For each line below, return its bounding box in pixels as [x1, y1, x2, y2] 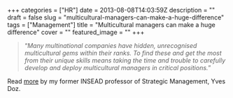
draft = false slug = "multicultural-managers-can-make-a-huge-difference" [7, 13, 225, 22]
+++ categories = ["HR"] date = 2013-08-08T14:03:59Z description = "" [7, 6, 216, 14]
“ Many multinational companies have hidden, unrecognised [24, 42, 197, 49]
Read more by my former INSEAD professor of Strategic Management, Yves [7, 77, 226, 85]
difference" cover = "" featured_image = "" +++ [7, 28, 145, 36]
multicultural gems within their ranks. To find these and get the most [24, 49, 222, 57]
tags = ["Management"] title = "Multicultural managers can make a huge [7, 21, 216, 28]
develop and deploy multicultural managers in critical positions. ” [24, 64, 211, 72]
